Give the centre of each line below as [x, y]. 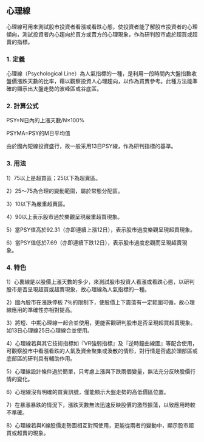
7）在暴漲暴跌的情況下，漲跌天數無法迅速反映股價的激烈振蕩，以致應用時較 [101, 405]
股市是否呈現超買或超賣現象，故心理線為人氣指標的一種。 [78, 289]
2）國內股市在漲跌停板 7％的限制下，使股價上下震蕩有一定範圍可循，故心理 [101, 302]
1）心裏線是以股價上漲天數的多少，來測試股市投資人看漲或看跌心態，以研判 [100, 282]
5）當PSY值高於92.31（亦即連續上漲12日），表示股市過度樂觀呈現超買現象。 [101, 229]
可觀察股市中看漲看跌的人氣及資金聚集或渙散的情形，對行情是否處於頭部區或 [102, 351]
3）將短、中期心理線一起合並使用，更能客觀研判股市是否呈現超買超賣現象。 [101, 323]
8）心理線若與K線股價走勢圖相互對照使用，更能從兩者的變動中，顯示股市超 [100, 425]
